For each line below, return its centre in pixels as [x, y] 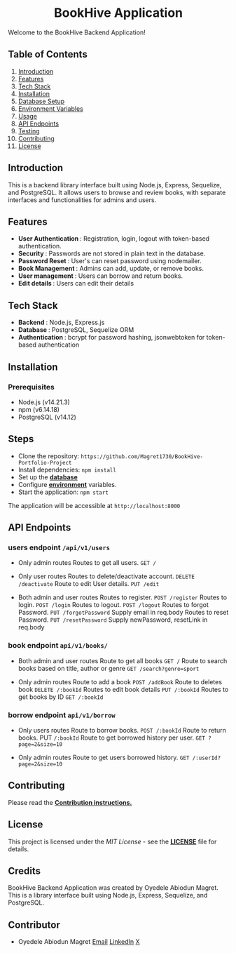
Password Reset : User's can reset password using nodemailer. [110, 261]
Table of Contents [48, 54]
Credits [25, 871]
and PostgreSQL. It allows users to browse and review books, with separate [117, 192]
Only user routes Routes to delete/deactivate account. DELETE [106, 576]
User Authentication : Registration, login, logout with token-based [113, 239]
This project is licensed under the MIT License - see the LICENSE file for [112, 841]
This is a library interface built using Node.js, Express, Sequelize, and [108, 895]
